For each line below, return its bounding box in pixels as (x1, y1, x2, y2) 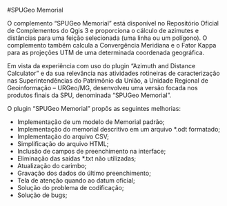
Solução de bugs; (17, 191, 68, 199)
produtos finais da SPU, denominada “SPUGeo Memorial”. (7, 91, 171, 99)
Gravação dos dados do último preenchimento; (17, 169, 152, 177)
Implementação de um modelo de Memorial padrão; (17, 118, 165, 126)
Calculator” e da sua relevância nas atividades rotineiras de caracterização (7, 69, 220, 77)
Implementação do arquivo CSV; (17, 132, 109, 141)
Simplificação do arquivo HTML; (17, 140, 109, 147)
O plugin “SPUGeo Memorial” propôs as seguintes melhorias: (7, 105, 181, 112)
